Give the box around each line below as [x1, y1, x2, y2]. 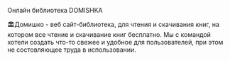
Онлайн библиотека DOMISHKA [7, 6, 103, 14]
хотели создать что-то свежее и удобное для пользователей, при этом [7, 38, 224, 46]
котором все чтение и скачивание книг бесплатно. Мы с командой [7, 30, 212, 38]
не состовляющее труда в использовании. [7, 45, 136, 54]
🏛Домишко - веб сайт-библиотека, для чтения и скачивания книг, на [7, 21, 220, 28]
